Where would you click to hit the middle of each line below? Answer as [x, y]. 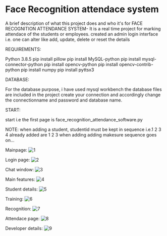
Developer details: [24, 228]
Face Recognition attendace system [82, 9]
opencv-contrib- [136, 64]
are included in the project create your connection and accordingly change [83, 95]
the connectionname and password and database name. [64, 100]
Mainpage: [16, 150]
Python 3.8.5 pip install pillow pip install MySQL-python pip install [73, 59]
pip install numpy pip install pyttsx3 [58, 70]
